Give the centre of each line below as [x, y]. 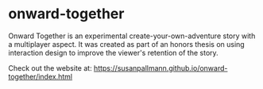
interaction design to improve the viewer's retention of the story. [113, 52]
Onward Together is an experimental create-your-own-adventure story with [132, 36]
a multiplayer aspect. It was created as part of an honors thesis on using [126, 44]
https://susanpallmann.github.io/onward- [161, 68]
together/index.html [41, 76]
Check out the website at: [50, 68]
